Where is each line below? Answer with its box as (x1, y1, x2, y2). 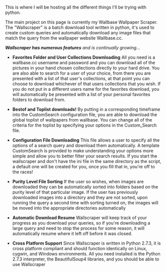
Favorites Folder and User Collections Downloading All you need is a (12, 54, 155, 60)
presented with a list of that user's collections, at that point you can (12, 76, 150, 81)
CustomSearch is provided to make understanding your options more (12, 148, 154, 153)
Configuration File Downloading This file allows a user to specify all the (12, 137, 160, 143)
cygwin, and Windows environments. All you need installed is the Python (12, 251, 161, 257)
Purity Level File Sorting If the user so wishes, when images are (12, 179, 144, 184)
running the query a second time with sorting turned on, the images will (12, 200, 159, 206)
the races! (12, 169, 33, 175)
